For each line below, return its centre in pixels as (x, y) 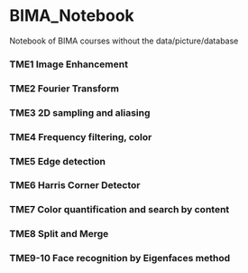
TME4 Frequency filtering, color (81, 136)
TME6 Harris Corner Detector (75, 185)
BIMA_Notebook (72, 16)
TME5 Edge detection (58, 161)
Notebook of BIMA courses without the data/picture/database (124, 41)
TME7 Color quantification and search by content (119, 210)
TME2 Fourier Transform (64, 89)
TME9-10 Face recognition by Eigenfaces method (120, 259)
